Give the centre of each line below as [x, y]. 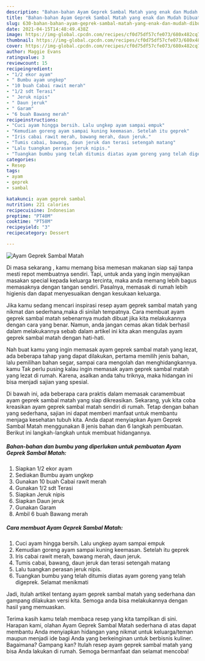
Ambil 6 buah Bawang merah [52, 514]
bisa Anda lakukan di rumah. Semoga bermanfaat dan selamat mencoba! [98, 651]
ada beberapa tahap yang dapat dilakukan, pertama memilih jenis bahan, [98, 356]
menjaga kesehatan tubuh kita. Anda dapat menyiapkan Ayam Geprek [94, 419]
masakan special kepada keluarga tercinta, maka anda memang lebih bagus [102, 280]
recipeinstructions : [33, 120]
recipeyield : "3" [28, 227]
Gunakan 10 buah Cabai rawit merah [61, 481]
